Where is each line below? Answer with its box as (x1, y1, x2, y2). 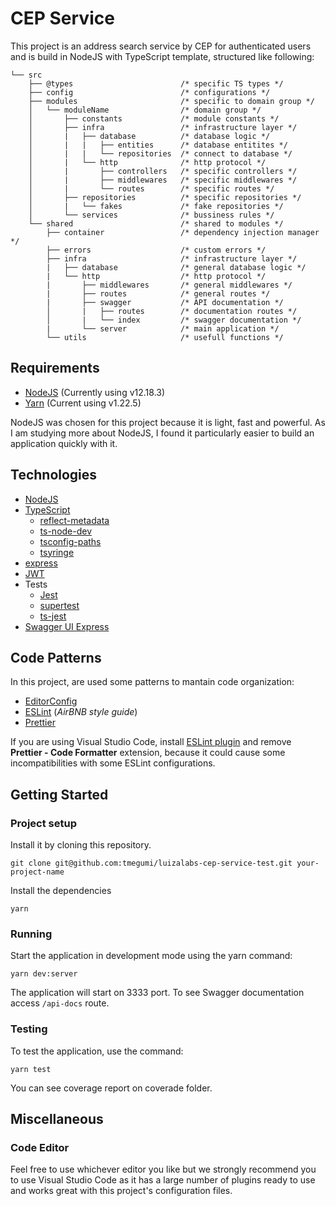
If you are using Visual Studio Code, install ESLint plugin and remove (10, 736, 292, 748)
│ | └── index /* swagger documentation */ (46, 315, 302, 325)
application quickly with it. (10, 437, 118, 449)
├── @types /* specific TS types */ (28, 78, 284, 89)
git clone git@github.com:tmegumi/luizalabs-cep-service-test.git (10, 858, 293, 869)
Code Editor (10, 1140, 70, 1154)
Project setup (10, 816, 77, 830)
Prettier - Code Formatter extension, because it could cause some (10, 747, 286, 759)
